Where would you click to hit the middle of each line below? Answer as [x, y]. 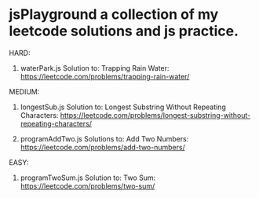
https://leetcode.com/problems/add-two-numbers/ [102, 147]
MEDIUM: [24, 91]
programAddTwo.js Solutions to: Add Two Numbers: [104, 138]
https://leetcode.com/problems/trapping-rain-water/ [105, 76]
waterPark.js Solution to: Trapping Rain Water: [95, 68]
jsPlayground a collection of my [114, 15]
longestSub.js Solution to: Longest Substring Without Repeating [123, 107]
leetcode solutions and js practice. [124, 31]
